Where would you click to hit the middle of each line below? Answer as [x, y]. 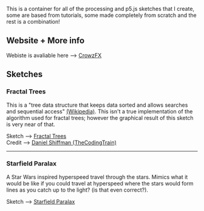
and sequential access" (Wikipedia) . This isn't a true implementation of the [100, 111]
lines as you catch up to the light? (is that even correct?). [77, 190]
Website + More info [46, 41]
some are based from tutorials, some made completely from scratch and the [101, 15]
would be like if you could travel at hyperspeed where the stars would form [100, 183]
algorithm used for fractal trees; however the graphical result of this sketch [100, 118]
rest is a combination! [33, 22]
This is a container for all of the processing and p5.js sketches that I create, [100, 9]
